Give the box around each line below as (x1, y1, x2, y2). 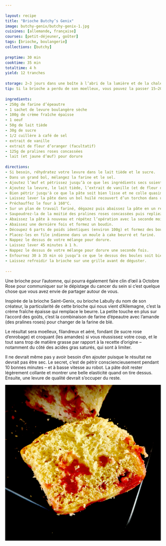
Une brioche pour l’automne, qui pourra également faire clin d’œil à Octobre (5, 277, 160, 284)
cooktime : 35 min (5, 60, 41, 65)
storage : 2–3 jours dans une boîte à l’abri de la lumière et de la (5, 81, 149, 86)
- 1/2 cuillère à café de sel (5, 133, 68, 138)
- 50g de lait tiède (5, 123, 48, 128)
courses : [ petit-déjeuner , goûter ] (5, 34, 79, 39)
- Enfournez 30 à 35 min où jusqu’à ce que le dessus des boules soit (5, 253, 154, 258)
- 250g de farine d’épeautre (5, 102, 65, 107)
